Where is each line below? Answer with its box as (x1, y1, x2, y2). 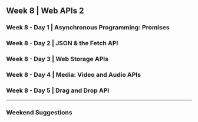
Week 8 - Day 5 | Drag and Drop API (6, 86, 110, 94)
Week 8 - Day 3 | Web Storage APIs (6, 55, 109, 63)
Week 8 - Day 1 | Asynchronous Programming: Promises (6, 23, 170, 32)
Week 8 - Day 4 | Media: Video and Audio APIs (6, 71, 141, 79)
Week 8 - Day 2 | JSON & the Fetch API (6, 39, 118, 48)
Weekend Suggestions (6, 109, 72, 117)
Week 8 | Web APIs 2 (6, 6, 84, 16)
